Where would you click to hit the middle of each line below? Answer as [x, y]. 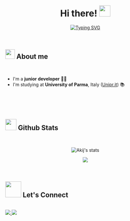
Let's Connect [45, 195]
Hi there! [79, 13]
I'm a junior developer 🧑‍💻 [40, 78]
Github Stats [38, 128]
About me [32, 57]
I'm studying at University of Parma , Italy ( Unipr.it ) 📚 [69, 85]
